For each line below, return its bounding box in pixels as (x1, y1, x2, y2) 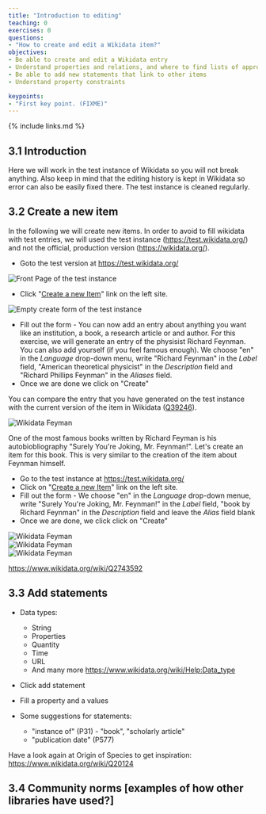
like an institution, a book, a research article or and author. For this (19, 328, 236, 338)
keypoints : (8, 92, 44, 100)
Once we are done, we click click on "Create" (19, 516, 169, 525)
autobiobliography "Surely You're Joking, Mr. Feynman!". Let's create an (8, 441, 244, 451)
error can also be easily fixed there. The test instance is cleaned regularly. (8, 182, 250, 192)
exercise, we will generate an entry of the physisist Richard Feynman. (19, 336, 246, 346)
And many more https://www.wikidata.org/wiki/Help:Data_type (31, 665, 236, 675)
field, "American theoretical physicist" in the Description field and (19, 361, 234, 371)
